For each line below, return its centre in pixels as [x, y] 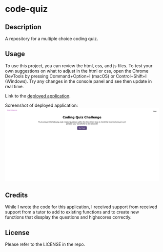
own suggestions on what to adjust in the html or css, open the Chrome [77, 71]
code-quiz [26, 9]
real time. [14, 86]
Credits [17, 195]
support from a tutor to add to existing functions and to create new [72, 212]
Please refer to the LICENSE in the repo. [45, 244]
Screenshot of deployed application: [41, 105]
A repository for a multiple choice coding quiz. [52, 39]
